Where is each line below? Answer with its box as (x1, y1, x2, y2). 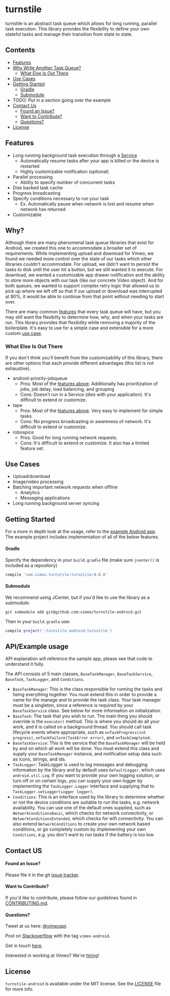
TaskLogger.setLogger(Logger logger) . (12, 788, 94, 795)
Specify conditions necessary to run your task (12, 195, 109, 201)
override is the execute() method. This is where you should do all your (12, 718, 160, 725)
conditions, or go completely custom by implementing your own (12, 826, 146, 833)
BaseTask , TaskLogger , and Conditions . (5, 676, 85, 682)
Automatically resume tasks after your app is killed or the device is (20, 157, 159, 163)
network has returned (20, 206, 66, 212)
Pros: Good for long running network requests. (20, 434, 118, 440)
